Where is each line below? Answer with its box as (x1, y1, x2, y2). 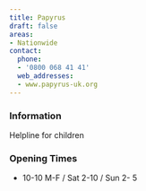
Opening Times (9, 152, 78, 164)
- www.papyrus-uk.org (17, 80, 99, 89)
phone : (17, 55, 42, 64)
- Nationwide (9, 38, 58, 48)
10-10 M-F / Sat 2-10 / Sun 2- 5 (21, 172, 137, 184)
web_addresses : (17, 72, 74, 81)
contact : (9, 47, 42, 56)
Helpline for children (9, 129, 85, 140)
